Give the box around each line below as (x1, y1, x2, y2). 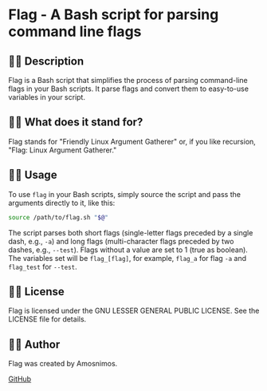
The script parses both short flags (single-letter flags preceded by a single (8, 227, 253, 237)
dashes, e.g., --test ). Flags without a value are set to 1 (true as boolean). (8, 245, 249, 255)
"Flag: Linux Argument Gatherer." (8, 145, 117, 155)
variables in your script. (8, 93, 86, 101)
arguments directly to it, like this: (8, 198, 116, 207)
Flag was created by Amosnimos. (8, 359, 118, 369)
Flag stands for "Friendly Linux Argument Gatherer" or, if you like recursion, (8, 136, 257, 146)
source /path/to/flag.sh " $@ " (8, 213, 109, 221)
